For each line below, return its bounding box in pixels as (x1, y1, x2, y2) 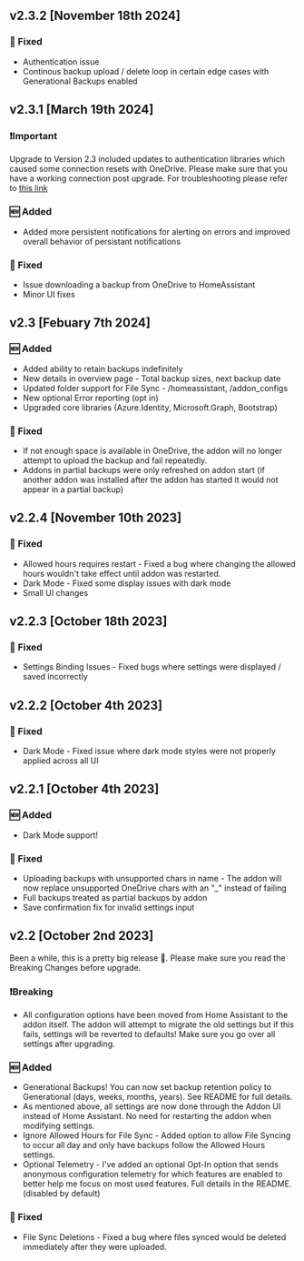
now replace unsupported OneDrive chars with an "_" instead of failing (22, 883, 288, 893)
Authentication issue (22, 55, 100, 67)
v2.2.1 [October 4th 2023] (9, 782, 160, 797)
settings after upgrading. (22, 1038, 115, 1050)
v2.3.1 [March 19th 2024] (9, 102, 154, 117)
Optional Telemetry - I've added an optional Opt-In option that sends (22, 1159, 279, 1170)
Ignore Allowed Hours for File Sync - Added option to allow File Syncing (22, 1130, 291, 1141)
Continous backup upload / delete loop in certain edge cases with (22, 66, 270, 76)
